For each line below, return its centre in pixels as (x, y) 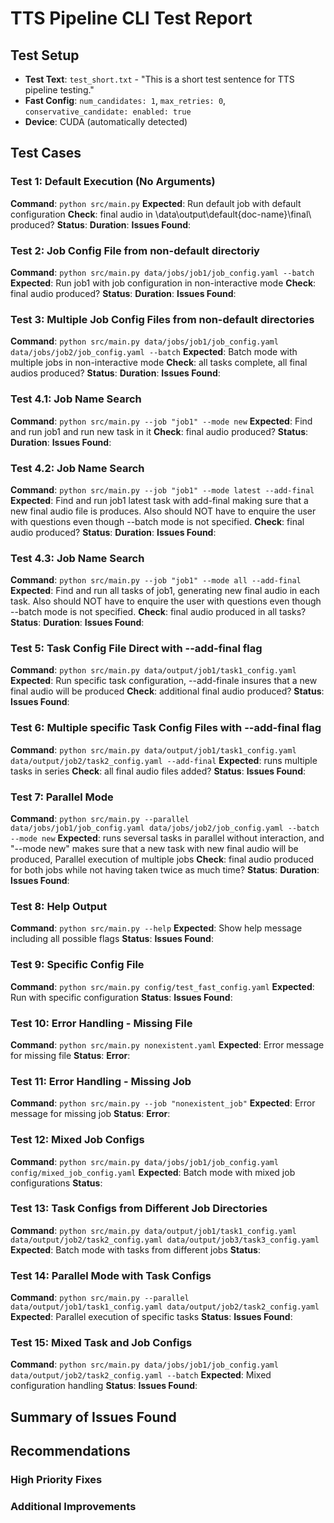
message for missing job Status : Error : (90, 1114)
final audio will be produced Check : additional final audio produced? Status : (167, 691)
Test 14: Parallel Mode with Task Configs (111, 1275)
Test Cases (46, 153)
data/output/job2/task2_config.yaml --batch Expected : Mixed (141, 1375)
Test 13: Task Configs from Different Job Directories (139, 1209)
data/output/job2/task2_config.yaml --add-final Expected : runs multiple (164, 760)
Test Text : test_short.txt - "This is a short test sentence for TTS (159, 79)
